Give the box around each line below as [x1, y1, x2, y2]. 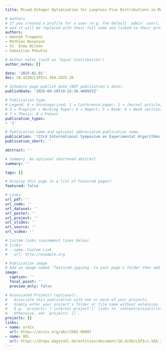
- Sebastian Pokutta [5, 48, 48, 53]
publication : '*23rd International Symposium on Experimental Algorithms [5, 134, 161, 139]
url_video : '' [5, 229, 35, 234]
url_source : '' [5, 225, 37, 230]
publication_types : [5, 116, 45, 121]
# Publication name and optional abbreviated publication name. [5, 129, 140, 135]
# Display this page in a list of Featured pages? [5, 179, 112, 184]
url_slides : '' [5, 220, 37, 225]
